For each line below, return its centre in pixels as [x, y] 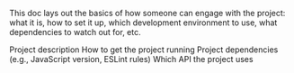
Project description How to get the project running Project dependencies [144, 50]
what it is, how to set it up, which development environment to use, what [143, 23]
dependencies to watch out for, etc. [75, 32]
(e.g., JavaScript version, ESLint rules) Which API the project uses [131, 59]
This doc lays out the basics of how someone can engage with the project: [147, 13]
